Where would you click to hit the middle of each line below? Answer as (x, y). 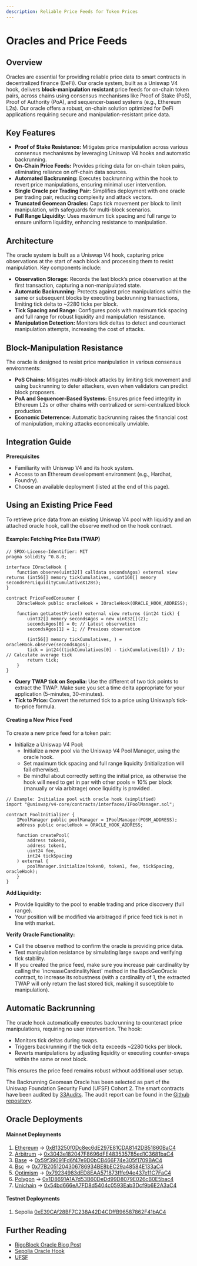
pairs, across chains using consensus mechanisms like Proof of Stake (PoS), (99, 96)
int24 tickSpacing (50, 856)
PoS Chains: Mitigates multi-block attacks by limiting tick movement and (103, 380)
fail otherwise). (41, 770)
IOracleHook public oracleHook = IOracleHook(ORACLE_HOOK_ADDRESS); (102, 603)
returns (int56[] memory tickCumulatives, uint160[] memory (81, 577)
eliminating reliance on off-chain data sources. (71, 172)
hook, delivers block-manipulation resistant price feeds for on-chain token (98, 89)
